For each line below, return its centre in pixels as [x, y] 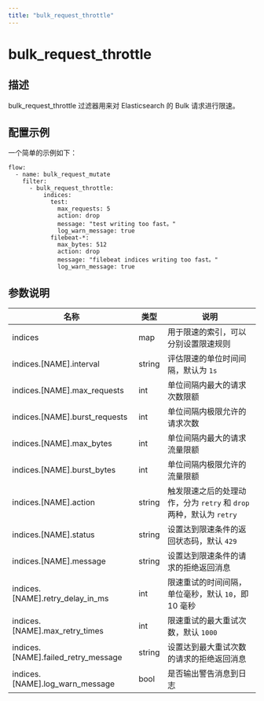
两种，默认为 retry [202, 515]
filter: [35, 181]
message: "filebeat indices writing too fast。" [138, 260]
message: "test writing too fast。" [117, 225]
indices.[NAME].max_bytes [62, 444]
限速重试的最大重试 [203, 621]
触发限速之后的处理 [203, 491]
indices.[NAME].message [59, 561]
